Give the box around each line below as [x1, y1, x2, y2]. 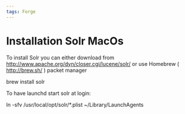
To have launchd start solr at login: [6, 90, 91, 97]
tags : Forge [6, 8, 36, 15]
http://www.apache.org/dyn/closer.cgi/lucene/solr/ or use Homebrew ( [6, 60, 180, 67]
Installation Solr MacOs [6, 34, 124, 47]
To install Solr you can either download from [6, 54, 115, 61]
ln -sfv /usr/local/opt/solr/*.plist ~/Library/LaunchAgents [6, 101, 144, 108]
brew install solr [6, 78, 45, 85]
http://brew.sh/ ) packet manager [6, 66, 87, 74]
